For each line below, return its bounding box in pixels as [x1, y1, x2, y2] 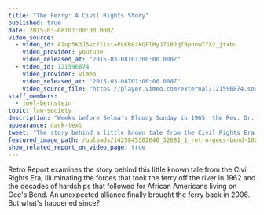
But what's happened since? [8, 198, 101, 208]
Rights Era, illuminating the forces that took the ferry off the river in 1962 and [8, 173, 256, 183]
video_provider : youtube [22, 48, 104, 56]
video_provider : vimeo [22, 70, 97, 78]
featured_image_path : [8, 135, 79, 144]
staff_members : [8, 92, 58, 100]
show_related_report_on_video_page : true [8, 143, 146, 151]
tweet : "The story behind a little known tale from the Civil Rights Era [8, 128, 255, 136]
